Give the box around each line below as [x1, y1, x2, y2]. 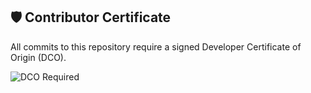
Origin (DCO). [10, 51, 67, 63]
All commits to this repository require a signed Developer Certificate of [10, 40, 302, 53]
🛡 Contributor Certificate [10, 9, 172, 26]
